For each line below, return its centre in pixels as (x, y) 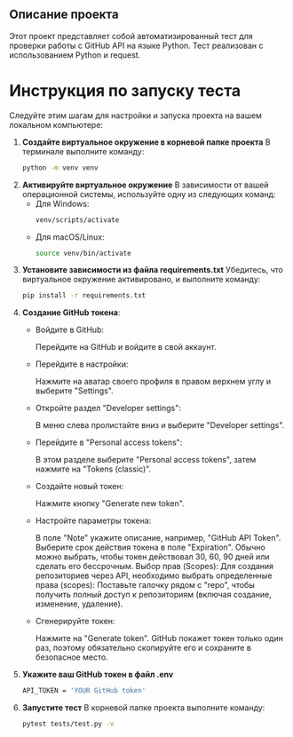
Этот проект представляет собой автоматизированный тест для (131, 36)
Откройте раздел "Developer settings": (108, 408)
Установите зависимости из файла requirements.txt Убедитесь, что (153, 270)
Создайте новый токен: (79, 487)
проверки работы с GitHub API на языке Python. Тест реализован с (136, 45)
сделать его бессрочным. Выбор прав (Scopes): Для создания (154, 567)
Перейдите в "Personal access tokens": (109, 442)
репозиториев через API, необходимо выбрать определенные (154, 575)
